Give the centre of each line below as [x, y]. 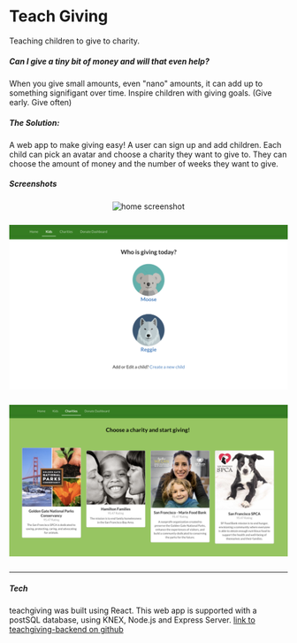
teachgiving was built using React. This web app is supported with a [133, 611]
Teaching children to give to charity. [74, 41]
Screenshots [33, 184]
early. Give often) [41, 102]
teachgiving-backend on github [66, 630]
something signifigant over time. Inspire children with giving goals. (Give [141, 93]
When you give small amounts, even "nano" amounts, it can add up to [136, 83]
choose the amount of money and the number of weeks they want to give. [144, 163]
